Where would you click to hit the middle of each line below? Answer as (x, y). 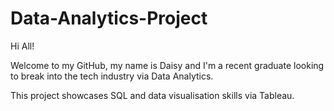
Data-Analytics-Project (109, 18)
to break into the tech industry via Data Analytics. (112, 76)
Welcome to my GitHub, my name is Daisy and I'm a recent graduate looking (167, 65)
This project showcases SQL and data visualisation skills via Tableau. (152, 95)
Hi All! (22, 46)
